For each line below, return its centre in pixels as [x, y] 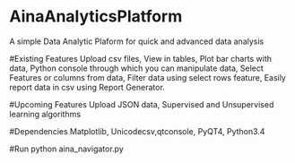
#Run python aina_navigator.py [66, 149]
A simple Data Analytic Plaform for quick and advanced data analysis [137, 41]
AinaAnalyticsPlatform [96, 17]
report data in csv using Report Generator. [87, 87]
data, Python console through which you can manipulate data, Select [137, 68]
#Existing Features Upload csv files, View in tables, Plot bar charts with [140, 58]
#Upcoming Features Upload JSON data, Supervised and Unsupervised [142, 104]
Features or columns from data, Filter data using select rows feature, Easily [148, 77]
